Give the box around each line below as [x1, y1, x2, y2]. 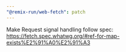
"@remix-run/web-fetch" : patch [6, 9, 86, 15]
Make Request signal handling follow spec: [6, 26, 114, 33]
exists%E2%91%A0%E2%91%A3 [6, 39, 91, 46]
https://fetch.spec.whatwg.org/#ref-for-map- [6, 32, 120, 40]
